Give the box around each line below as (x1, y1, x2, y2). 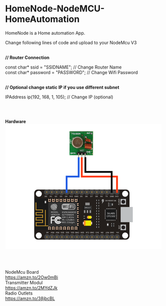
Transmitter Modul (5, 280, 43, 286)
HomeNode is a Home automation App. (5, 30, 85, 36)
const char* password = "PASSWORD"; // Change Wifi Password (5, 69, 138, 75)
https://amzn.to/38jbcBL (5, 296, 55, 302)
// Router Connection (5, 54, 50, 60)
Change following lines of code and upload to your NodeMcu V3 (5, 39, 137, 45)
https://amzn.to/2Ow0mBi (5, 274, 58, 281)
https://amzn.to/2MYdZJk (5, 285, 58, 291)
